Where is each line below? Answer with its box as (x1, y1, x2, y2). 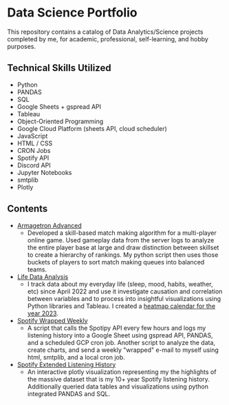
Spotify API (17, 154, 50, 162)
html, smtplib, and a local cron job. (27, 353, 125, 361)
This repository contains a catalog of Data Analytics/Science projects (7, 28, 204, 36)
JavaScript (17, 132, 48, 140)
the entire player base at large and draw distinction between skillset (27, 243, 219, 251)
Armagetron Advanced (17, 221, 83, 229)
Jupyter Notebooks (17, 168, 72, 176)
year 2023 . (27, 309, 58, 318)
